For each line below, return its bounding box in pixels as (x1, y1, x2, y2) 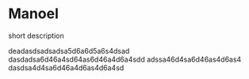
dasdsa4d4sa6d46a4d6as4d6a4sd (8, 62, 125, 72)
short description (8, 31, 65, 40)
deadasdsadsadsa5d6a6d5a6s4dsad (8, 46, 130, 55)
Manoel (8, 5, 59, 23)
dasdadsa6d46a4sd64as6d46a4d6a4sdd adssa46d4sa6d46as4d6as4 (8, 55, 242, 64)
